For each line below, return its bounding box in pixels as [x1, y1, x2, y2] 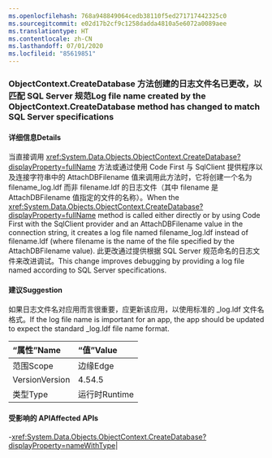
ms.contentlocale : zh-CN [8, 34, 93, 43]
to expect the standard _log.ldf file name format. [8, 324, 170, 334]
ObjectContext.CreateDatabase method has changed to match [8, 101, 261, 112]
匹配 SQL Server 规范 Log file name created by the [8, 90, 206, 102]
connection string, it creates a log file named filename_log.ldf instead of [8, 228, 249, 238]
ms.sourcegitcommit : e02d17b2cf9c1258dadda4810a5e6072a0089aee [8, 20, 227, 28]
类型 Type [12, 389, 49, 400]
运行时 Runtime [78, 389, 134, 400]
